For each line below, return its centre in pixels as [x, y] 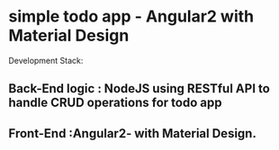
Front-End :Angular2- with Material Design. [133, 133]
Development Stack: [46, 60]
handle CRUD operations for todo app [115, 103]
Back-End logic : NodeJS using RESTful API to [139, 88]
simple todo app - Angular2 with [131, 17]
